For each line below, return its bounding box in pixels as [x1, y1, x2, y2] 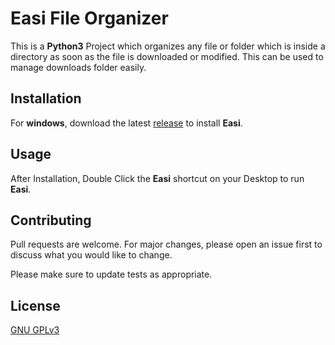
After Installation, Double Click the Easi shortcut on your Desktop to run [10, 172, 305, 184]
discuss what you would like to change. [10, 249, 173, 261]
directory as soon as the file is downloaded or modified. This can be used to [10, 50, 324, 62]
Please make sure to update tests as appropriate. [10, 268, 213, 281]
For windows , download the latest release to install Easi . [10, 117, 243, 129]
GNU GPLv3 [10, 324, 60, 336]
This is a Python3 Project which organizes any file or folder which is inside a [10, 40, 326, 52]
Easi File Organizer [10, 7, 169, 30]
